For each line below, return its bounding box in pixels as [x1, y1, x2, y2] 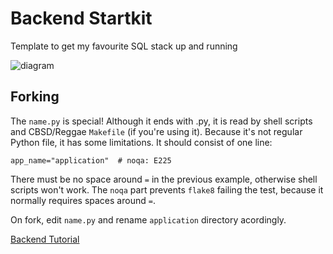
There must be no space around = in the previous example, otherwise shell [10, 173, 318, 185]
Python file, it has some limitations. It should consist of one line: [10, 136, 273, 148]
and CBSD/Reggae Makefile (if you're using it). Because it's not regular [10, 125, 303, 137]
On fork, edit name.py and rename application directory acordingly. [10, 213, 287, 226]
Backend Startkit [10, 7, 153, 30]
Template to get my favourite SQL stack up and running [10, 40, 238, 52]
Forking [10, 88, 60, 106]
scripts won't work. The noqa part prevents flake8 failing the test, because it [10, 183, 324, 196]
